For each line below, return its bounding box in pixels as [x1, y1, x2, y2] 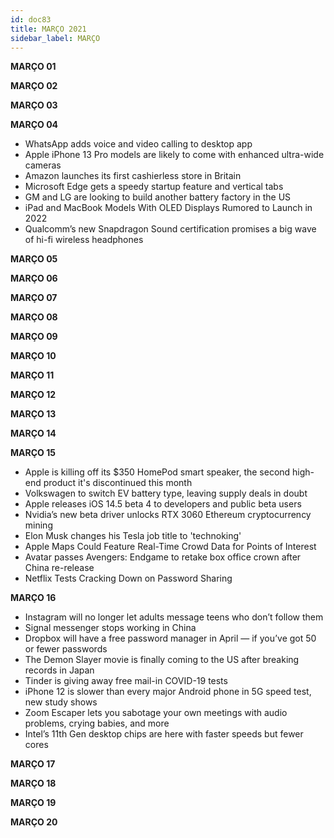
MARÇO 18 [10, 777, 57, 790]
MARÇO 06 [10, 272, 58, 285]
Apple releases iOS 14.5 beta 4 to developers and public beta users [24, 498, 302, 510]
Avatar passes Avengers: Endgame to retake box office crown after [24, 551, 302, 563]
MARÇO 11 [10, 369, 55, 381]
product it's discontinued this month [43, 477, 193, 489]
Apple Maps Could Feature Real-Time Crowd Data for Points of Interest [24, 541, 317, 553]
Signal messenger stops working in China [24, 622, 197, 634]
